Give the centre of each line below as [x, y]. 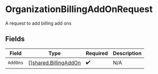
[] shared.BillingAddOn [55, 63]
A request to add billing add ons [38, 23]
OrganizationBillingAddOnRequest [79, 9]
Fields [15, 39]
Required [97, 53]
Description [127, 53]
